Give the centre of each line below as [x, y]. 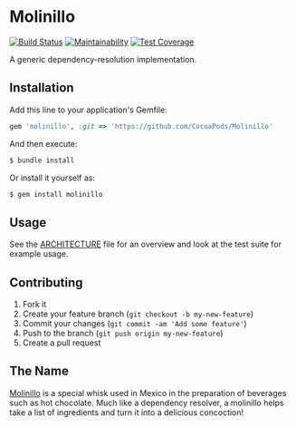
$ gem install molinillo [56, 194]
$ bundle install [42, 160]
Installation [42, 88]
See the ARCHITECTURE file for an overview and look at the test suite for [146, 244]
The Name [39, 371]
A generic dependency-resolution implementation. [103, 59]
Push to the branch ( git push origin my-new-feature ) [123, 333]
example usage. [39, 254]
